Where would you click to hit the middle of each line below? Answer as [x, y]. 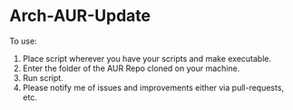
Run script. [43, 77]
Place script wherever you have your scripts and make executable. [147, 58]
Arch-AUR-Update [80, 16]
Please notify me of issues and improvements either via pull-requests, [153, 87]
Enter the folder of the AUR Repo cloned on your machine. [131, 68]
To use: [24, 41]
